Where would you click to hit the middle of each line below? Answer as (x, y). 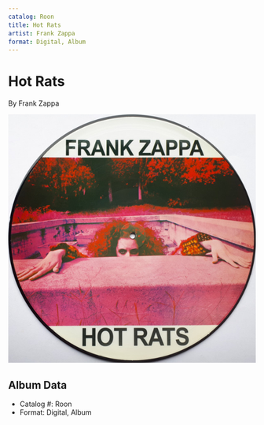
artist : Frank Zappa (42, 33)
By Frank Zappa (34, 103)
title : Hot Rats (35, 25)
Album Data (38, 385)
